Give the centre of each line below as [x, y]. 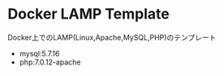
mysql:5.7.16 [39, 53]
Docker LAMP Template [88, 14]
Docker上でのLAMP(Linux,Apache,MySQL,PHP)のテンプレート [112, 37]
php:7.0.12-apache [50, 62]
